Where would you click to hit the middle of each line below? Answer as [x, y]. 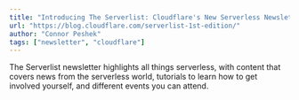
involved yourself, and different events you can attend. [109, 86]
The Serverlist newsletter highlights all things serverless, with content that [145, 67]
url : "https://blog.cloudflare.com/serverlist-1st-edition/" [125, 26]
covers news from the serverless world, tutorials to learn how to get [133, 77]
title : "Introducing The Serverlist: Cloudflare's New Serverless [135, 17]
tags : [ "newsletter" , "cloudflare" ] [77, 42]
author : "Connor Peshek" [55, 34]
